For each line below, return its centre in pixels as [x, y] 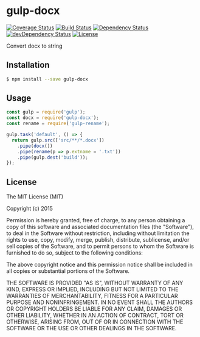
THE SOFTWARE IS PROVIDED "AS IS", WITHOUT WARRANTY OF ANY [95, 283]
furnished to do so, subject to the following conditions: [74, 253]
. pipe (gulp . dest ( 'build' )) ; [53, 157]
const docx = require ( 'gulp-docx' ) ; [53, 118]
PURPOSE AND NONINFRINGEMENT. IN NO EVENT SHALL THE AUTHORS [100, 302]
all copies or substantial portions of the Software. [68, 271]
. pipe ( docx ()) [35, 146]
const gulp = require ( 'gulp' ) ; [46, 112]
